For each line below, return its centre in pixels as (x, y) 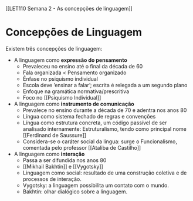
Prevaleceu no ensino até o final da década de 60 (83, 66)
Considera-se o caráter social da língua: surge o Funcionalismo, (100, 141)
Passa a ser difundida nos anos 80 (65, 160)
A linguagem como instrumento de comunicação (74, 104)
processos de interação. (52, 179)
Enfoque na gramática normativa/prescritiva (76, 91)
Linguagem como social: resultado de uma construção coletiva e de (105, 173)
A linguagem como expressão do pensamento (70, 60)
